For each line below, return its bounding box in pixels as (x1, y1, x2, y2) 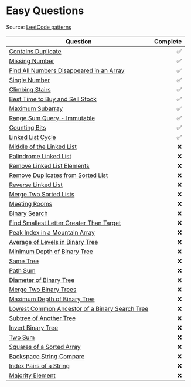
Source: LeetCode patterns (6, 23, 71, 30)
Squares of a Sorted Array (9, 342, 81, 351)
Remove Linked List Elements (9, 161, 90, 169)
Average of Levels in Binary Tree (9, 237, 98, 246)
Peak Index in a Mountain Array (9, 228, 95, 236)
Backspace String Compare (9, 352, 85, 360)
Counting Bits (9, 123, 46, 131)
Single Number (9, 76, 50, 84)
